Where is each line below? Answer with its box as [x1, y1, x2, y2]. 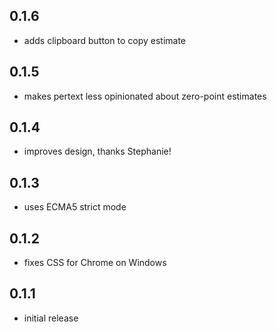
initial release [23, 312, 79, 324]
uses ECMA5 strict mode [23, 201, 127, 213]
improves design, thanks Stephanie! [23, 145, 172, 158]
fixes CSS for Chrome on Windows [23, 257, 167, 269]
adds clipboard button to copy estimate [23, 34, 186, 46]
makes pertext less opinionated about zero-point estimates [23, 90, 267, 102]
